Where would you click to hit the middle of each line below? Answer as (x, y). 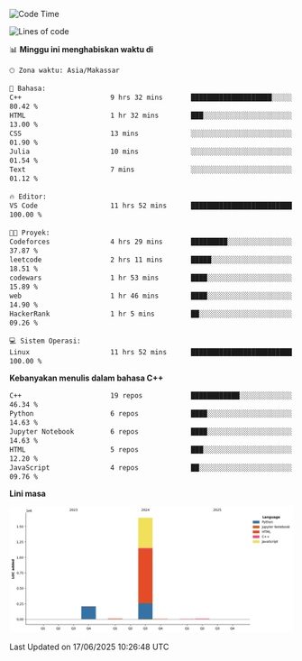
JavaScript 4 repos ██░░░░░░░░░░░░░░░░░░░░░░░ (151, 468)
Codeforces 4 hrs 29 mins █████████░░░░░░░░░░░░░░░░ (151, 242)
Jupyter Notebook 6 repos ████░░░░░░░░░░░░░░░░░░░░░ (151, 432)
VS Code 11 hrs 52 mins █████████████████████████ (151, 206)
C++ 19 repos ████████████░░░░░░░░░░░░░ (151, 396)
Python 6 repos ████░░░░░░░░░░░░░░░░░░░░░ (151, 414)
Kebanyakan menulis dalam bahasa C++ (87, 378)
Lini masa (28, 493)
